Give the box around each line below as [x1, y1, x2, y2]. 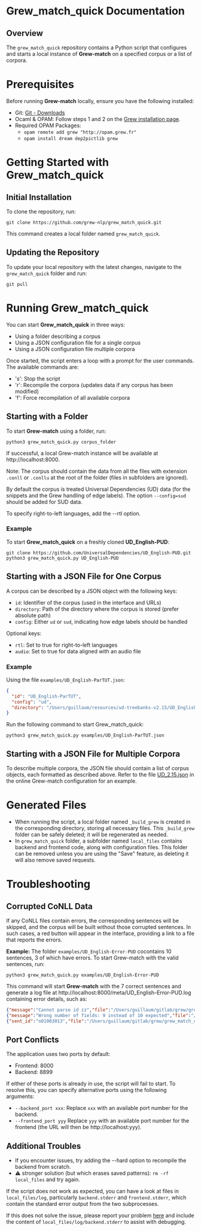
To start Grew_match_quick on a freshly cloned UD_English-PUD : [6, 538, 170, 545]
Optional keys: [6, 629, 42, 636]
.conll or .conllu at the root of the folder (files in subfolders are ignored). [6, 473, 188, 481]
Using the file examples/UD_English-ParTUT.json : [6, 676, 125, 683]
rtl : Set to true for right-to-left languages [14, 641, 118, 648]
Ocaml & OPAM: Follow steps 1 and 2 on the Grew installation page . [14, 115, 181, 122]
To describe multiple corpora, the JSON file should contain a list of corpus [6, 765, 190, 772]
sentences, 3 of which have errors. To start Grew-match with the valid [6, 954, 179, 961]
